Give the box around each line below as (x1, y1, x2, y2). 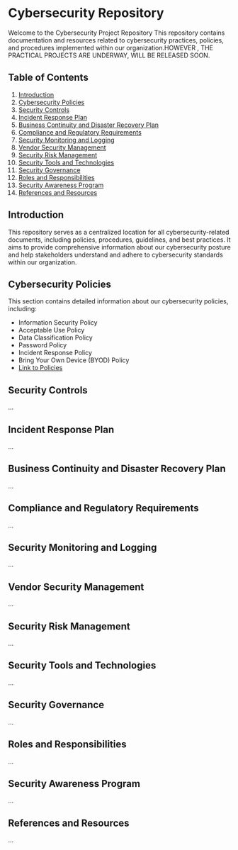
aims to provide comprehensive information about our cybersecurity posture (8, 242, 231, 251)
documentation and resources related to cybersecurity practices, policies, (8, 35, 224, 44)
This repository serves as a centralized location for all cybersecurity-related (8, 228, 229, 236)
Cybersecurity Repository (8, 5, 164, 21)
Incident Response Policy (18, 349, 93, 357)
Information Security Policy (18, 318, 98, 327)
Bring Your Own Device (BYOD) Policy (18, 356, 130, 364)
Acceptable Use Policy (18, 326, 85, 335)
